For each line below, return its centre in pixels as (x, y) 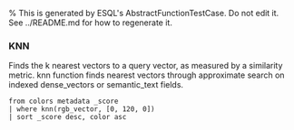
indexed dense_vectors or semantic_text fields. (96, 85)
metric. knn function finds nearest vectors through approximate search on (147, 75)
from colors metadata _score (64, 102)
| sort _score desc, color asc (68, 117)
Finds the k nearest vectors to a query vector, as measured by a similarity (146, 66)
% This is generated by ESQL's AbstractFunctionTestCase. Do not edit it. (144, 13)
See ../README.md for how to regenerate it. (91, 23)
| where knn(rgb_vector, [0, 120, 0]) (82, 109)
